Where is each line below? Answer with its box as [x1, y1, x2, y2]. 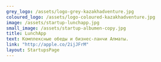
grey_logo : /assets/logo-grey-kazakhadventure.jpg [6, 8, 134, 15]
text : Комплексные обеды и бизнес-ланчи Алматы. [6, 36, 129, 42]
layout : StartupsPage [6, 47, 60, 53]
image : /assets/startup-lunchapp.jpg [6, 19, 100, 25]
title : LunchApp [6, 31, 46, 37]
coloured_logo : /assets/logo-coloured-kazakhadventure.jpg [6, 14, 156, 20]
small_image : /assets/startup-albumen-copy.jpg [6, 25, 127, 31]
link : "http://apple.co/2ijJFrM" [6, 42, 89, 48]
